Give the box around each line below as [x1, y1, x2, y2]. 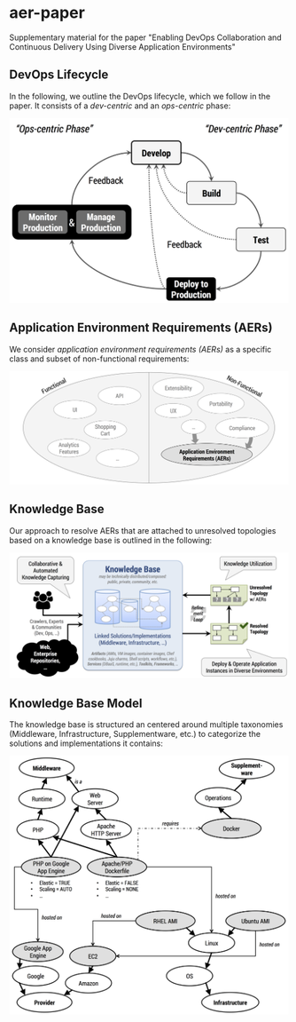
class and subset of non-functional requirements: [9, 353, 190, 364]
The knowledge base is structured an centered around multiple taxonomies [9, 719, 284, 730]
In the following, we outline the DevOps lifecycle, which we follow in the [9, 91, 271, 101]
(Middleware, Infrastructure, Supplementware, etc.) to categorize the [9, 729, 261, 740]
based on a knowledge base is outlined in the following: [9, 535, 213, 545]
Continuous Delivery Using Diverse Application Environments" [9, 41, 237, 51]
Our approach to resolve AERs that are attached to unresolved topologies [9, 525, 277, 535]
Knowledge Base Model [9, 695, 144, 710]
